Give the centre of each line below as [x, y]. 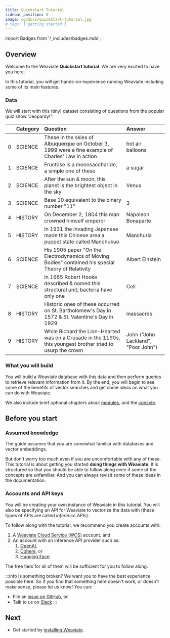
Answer [136, 129]
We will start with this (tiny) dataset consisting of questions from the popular [85, 111]
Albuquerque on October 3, [77, 144]
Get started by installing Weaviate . [48, 630]
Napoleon [138, 214]
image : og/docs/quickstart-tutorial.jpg [49, 19]
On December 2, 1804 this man [82, 214]
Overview [21, 54]
